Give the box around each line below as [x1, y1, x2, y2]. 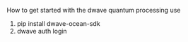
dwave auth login [16, 27, 68, 35]
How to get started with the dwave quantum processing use [6, 6, 181, 14]
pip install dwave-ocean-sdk [16, 20, 100, 27]
